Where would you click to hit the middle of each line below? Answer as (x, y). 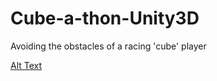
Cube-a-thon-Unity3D (105, 18)
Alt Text (26, 65)
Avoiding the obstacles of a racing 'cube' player (108, 46)
